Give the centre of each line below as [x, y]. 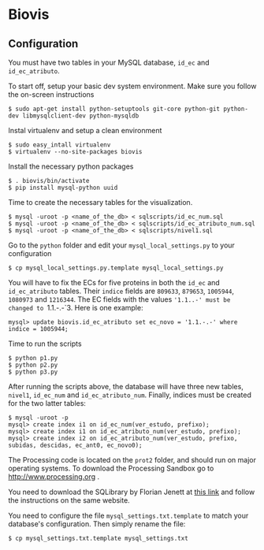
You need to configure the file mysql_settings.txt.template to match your [128, 515]
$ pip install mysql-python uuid [63, 188]
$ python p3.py [33, 372]
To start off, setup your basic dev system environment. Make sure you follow [132, 86]
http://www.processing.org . [54, 477]
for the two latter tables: [47, 403]
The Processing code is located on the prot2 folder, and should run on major [132, 460]
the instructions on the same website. [69, 500]
